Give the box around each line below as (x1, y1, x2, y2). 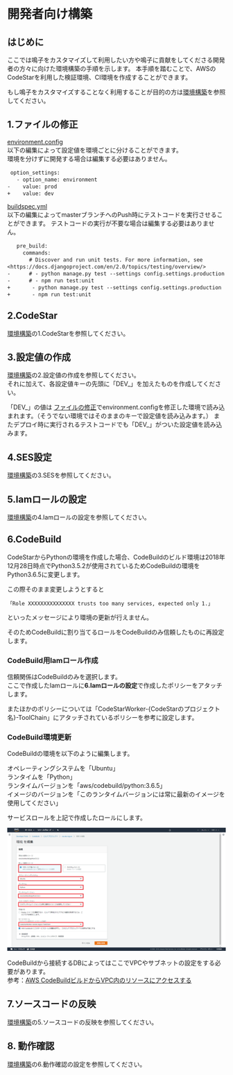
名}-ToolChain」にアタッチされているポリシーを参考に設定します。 (7, 714, 198, 722)
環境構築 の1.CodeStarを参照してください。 (7, 329, 130, 337)
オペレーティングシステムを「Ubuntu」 (7, 764, 119, 773)
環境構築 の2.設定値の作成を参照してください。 (7, 371, 140, 379)
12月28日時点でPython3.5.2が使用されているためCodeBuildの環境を (7, 561, 200, 569)
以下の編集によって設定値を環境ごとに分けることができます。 (7, 146, 182, 154)
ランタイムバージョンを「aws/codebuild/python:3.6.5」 (7, 782, 166, 790)
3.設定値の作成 (7, 352, 71, 363)
